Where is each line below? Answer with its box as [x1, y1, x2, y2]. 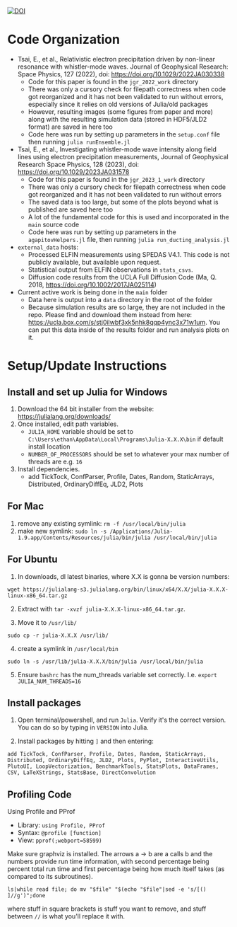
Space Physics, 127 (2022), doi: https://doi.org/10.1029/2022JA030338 [17, 69, 225, 78]
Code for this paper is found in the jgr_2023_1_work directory [28, 175, 205, 183]
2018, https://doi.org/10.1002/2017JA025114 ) [28, 280, 157, 289]
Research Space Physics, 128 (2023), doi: [17, 160, 140, 168]
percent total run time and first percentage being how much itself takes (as [7, 865, 225, 873]
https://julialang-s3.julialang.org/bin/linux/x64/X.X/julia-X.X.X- [23, 586, 229, 593]
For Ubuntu [7, 553, 58, 565]
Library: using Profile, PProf [17, 821, 106, 829]
